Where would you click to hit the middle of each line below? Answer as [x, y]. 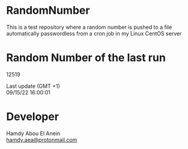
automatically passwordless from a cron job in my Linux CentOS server [94, 33]
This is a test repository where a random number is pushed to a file [89, 27]
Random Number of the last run [86, 58]
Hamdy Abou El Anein [33, 133]
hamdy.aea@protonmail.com [42, 139]
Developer [32, 117]
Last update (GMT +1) [33, 86]
